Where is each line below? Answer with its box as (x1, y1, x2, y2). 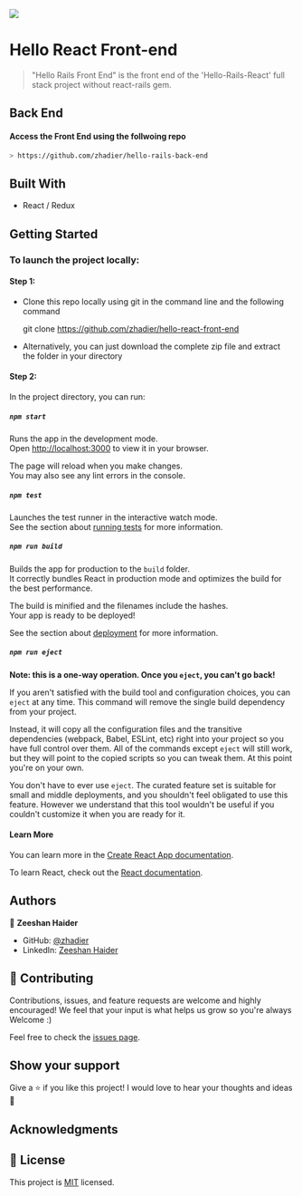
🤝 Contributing (9, 970, 94, 987)
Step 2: (9, 371, 38, 382)
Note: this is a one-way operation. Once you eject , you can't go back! (9, 669, 276, 680)
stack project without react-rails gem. (31, 79, 172, 90)
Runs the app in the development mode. (9, 433, 158, 444)
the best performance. (9, 583, 93, 593)
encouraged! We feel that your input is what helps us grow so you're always (9, 1004, 292, 1015)
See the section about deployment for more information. (9, 627, 219, 638)
